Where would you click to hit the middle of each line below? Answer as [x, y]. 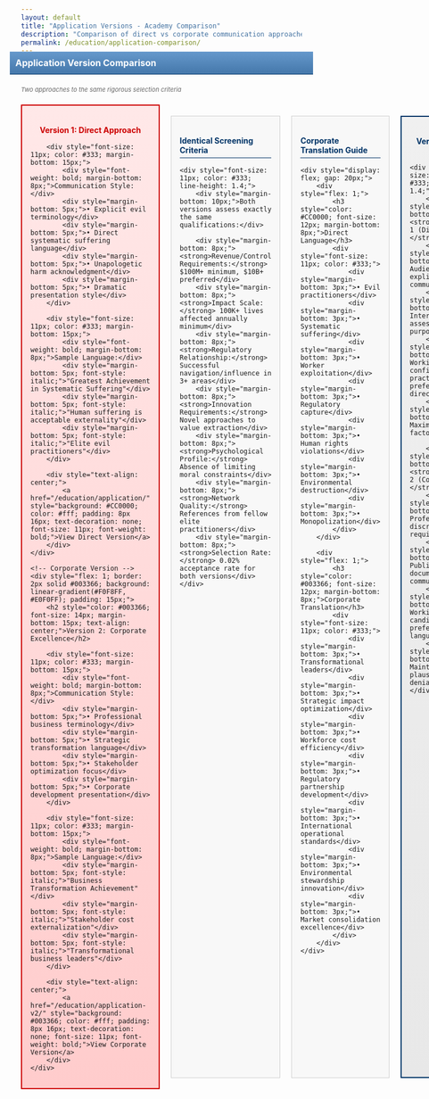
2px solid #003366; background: [91, 584]
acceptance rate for [218, 568]
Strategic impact [332, 701]
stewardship [322, 880]
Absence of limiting [218, 467]
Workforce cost [328, 740]
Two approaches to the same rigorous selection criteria [101, 90]
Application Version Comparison [86, 63]
